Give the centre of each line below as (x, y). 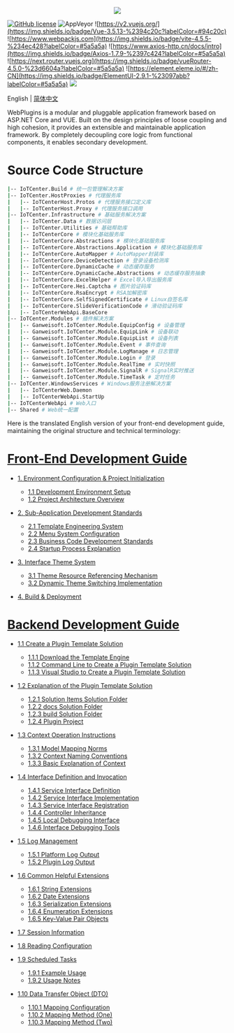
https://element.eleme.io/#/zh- (174, 68)
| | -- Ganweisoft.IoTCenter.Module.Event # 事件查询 (87, 345)
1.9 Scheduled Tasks (47, 960)
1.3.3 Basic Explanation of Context (77, 763)
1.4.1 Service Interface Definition (74, 791)
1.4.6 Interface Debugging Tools (74, 828)
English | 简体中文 (33, 98)
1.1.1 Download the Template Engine (79, 657)
